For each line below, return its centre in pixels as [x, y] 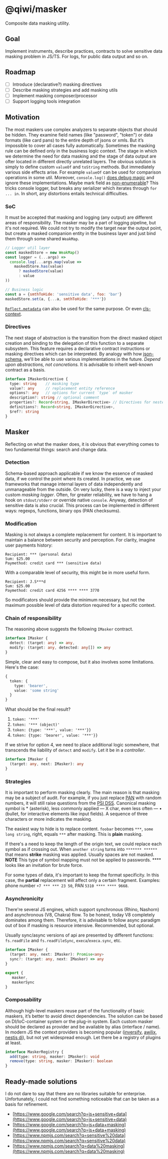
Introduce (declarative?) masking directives [57, 84]
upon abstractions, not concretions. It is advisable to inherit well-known [79, 364]
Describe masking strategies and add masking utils [65, 90]
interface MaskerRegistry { [34, 1052]
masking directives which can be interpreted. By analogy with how [74, 354]
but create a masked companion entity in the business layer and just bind [80, 233]
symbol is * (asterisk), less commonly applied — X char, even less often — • [83, 809]
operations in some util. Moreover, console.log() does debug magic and [80, 177]
